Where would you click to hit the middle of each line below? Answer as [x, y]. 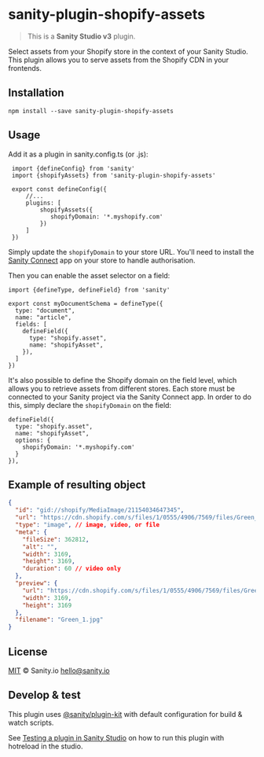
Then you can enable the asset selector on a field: [89, 275]
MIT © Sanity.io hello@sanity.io [59, 671]
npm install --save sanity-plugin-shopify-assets [91, 111]
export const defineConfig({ [59, 189]
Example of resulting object [77, 485]
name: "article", [44, 317]
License [28, 651]
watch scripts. [31, 722]
